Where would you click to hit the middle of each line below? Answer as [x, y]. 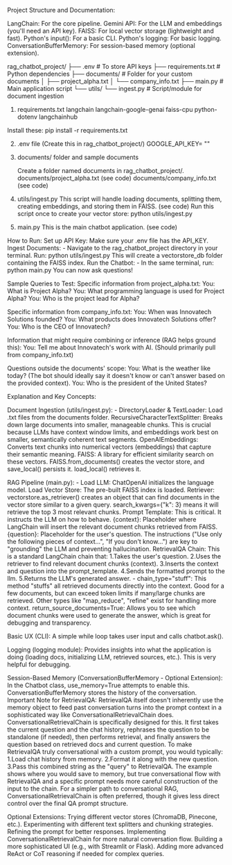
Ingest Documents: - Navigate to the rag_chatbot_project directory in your [113, 248]
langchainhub [59, 117]
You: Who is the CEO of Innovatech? [59, 327]
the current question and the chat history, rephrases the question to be [108, 730]
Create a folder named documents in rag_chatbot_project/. [101, 171]
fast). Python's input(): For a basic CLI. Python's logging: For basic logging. [114, 38]
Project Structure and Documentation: [61, 10]
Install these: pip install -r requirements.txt [68, 130]
